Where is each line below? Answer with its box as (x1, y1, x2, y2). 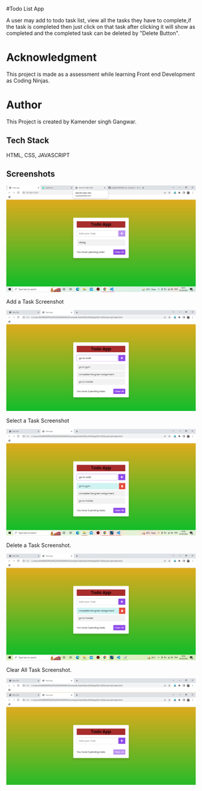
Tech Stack (6, 136, 49, 146)
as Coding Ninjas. (6, 77, 50, 84)
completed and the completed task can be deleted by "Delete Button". (6, 30, 180, 37)
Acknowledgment (6, 51, 97, 64)
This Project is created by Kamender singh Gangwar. (6, 117, 137, 125)
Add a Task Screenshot (6, 298, 64, 305)
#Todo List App (6, 5, 44, 12)
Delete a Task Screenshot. (6, 542, 72, 549)
